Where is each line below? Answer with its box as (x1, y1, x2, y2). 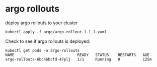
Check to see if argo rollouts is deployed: (5, 38, 91, 44)
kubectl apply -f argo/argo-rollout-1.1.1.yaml (5, 29, 107, 34)
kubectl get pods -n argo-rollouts (5, 48, 80, 53)
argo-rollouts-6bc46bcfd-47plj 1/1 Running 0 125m (5, 56, 152, 62)
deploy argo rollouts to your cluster (5, 20, 78, 26)
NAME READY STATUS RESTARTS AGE (5, 52, 150, 57)
